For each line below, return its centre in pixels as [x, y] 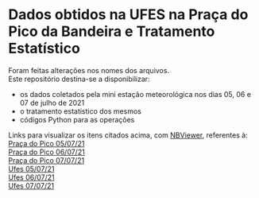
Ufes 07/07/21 [31, 185]
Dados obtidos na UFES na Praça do [128, 15]
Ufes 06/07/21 [31, 177]
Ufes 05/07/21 [31, 169]
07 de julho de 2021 [52, 103]
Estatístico [44, 49]
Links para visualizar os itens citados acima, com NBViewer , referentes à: [128, 135]
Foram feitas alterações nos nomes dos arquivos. [89, 70]
